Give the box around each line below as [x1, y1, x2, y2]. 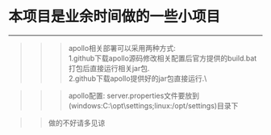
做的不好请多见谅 [48, 118, 106, 128]
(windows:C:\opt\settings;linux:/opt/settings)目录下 [68, 100, 239, 110]
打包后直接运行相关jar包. [68, 63, 150, 73]
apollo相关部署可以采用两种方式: [68, 43, 176, 53]
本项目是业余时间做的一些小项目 [8, 7, 221, 26]
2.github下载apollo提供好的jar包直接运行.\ [68, 74, 207, 83]
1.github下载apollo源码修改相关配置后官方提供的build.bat [68, 53, 257, 63]
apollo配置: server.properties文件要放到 [68, 91, 200, 100]
